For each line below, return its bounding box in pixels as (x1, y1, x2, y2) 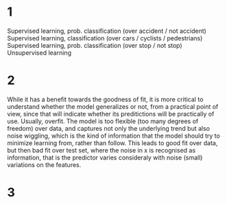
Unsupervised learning (7, 49, 72, 57)
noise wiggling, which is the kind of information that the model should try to (7, 131, 221, 140)
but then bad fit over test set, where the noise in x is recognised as (7, 146, 196, 154)
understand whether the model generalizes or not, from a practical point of (7, 102, 219, 110)
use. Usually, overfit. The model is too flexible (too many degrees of (7, 117, 199, 125)
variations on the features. (7, 160, 82, 168)
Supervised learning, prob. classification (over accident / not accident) (7, 27, 207, 35)
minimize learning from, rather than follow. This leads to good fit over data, (7, 138, 218, 147)
